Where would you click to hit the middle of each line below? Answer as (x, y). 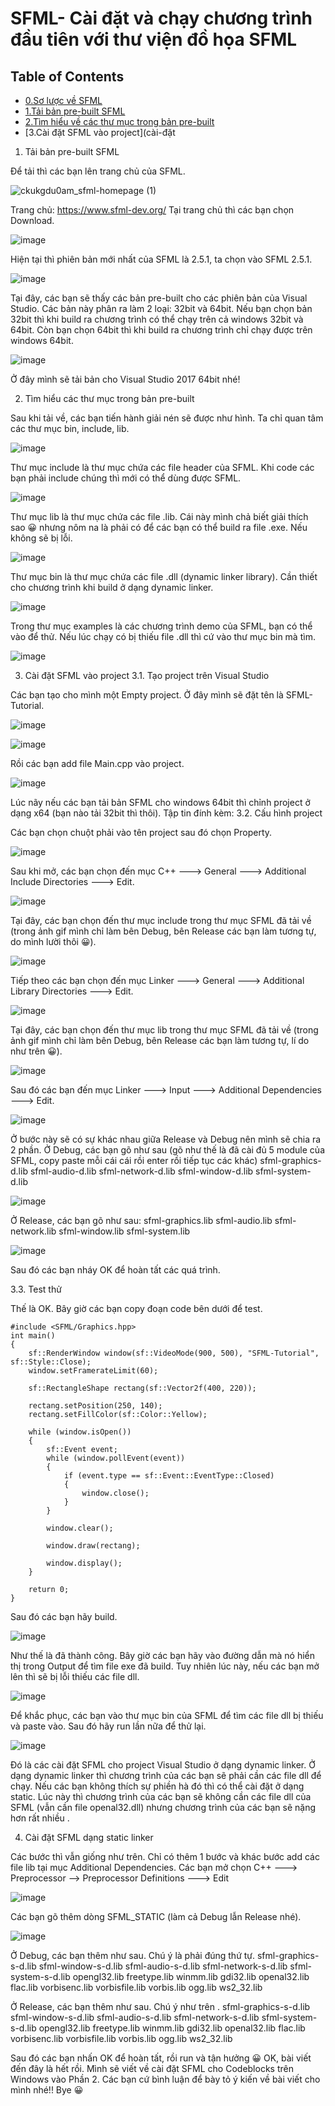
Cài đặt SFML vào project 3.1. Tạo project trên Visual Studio (147, 675)
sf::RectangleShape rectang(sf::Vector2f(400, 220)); (142, 1388)
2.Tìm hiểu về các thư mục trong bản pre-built (119, 121)
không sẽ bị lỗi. (41, 538)
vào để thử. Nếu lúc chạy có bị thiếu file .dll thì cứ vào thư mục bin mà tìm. (163, 636)
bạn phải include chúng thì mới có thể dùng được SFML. (126, 478)
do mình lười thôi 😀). (53, 941)
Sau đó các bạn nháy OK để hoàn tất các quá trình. (115, 1270)
